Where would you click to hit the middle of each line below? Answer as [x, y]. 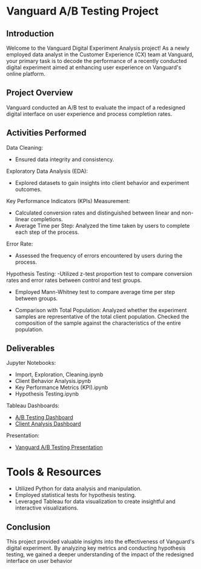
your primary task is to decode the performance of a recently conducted [97, 61]
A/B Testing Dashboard [44, 418]
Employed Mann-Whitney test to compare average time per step [95, 291]
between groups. [36, 298]
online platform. [26, 74]
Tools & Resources [54, 472]
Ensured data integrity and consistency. [64, 159]
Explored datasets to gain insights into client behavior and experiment [102, 182]
